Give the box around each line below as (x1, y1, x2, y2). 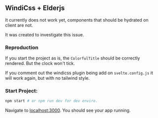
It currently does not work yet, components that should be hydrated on (5, 17, 149, 23)
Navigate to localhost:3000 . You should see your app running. (5, 108, 131, 114)
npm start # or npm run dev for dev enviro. (5, 98, 98, 104)
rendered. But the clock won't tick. (5, 60, 75, 66)
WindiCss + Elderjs (5, 4, 65, 12)
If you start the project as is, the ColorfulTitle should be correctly (5, 55, 140, 61)
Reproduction (5, 44, 38, 51)
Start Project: (5, 88, 38, 94)
